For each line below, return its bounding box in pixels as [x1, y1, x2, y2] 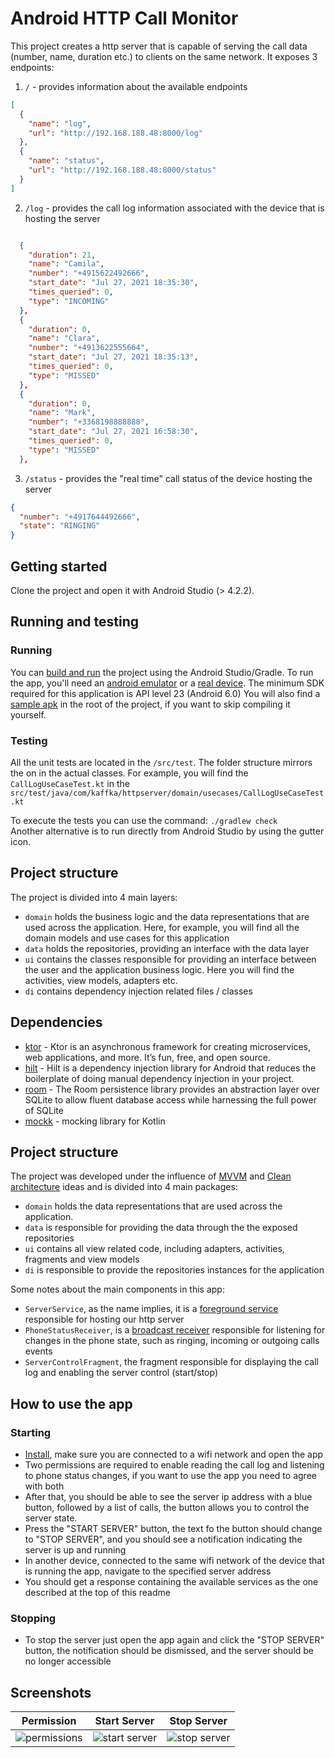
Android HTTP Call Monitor [10, 7, 239, 30]
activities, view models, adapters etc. [24, 974, 178, 986]
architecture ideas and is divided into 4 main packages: [10, 1181, 238, 1193]
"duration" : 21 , [28, 250, 97, 260]
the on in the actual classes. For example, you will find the [10, 767, 249, 779]
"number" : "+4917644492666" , [19, 512, 141, 522]
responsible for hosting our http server [24, 1313, 185, 1326]
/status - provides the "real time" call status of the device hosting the [24, 472, 313, 484]
